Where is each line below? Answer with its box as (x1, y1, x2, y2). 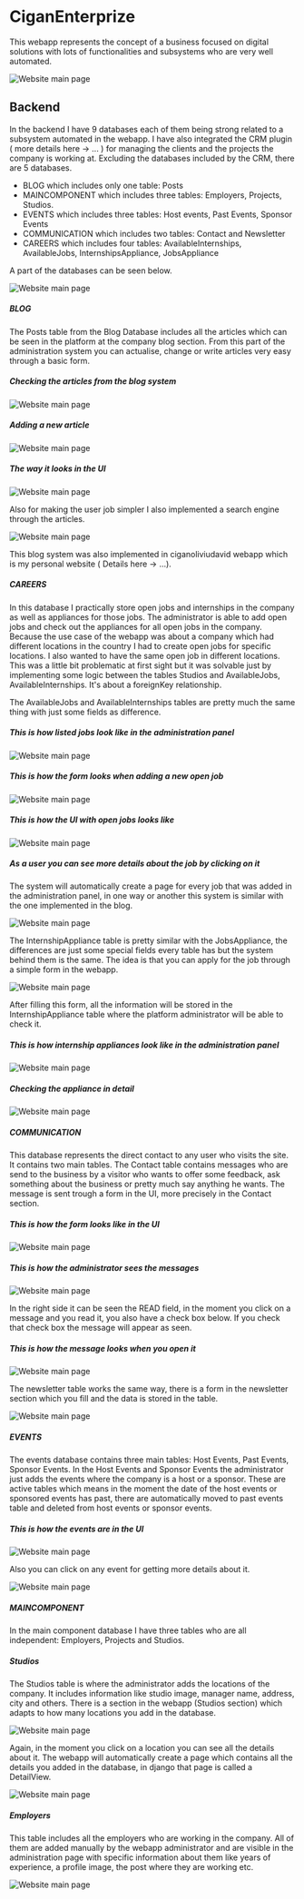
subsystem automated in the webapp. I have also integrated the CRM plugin (9, 133, 293, 144)
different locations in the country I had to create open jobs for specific (9, 640, 271, 651)
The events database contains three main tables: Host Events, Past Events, (9, 1454, 289, 1465)
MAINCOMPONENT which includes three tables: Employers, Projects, (22, 189, 282, 201)
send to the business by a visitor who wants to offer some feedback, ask (9, 1169, 281, 1180)
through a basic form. (9, 355, 91, 366)
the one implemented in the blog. (9, 900, 133, 911)
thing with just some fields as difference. (9, 706, 162, 717)
